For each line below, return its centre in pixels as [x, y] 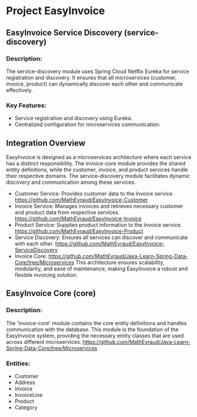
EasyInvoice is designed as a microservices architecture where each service [99, 157]
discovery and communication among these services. [71, 182]
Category [26, 407]
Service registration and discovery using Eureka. [74, 118]
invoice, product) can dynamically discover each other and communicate [95, 84]
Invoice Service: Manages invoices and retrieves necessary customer [99, 206]
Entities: [18, 363]
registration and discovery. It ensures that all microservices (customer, [91, 77]
